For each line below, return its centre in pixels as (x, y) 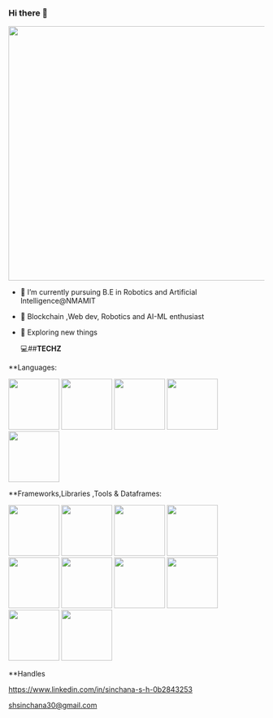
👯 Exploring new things (59, 332)
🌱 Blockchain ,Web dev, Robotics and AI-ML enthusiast (112, 317)
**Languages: (33, 368)
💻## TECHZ (41, 348)
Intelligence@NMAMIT (58, 301)
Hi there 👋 (28, 13)
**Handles (27, 674)
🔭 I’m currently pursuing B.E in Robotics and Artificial (108, 292)
